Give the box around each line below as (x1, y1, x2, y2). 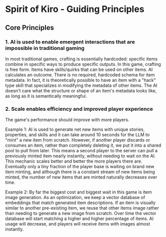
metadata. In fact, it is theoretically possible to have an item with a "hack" (5, 77, 156, 83)
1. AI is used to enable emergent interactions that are (5, 38, 136, 45)
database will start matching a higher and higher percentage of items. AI (5, 216, 154, 222)
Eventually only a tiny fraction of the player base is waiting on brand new (5, 164, 155, 170)
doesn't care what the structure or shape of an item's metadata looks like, (5, 87, 157, 93)
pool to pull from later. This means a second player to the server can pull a (5, 148, 158, 154)
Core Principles (5, 23, 54, 32)
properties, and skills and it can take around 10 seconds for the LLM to (5, 132, 150, 138)
